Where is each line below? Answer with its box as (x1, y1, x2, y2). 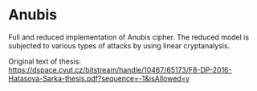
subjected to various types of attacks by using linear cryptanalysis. (8, 40, 230, 50)
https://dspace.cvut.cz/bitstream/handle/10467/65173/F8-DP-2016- (8, 64, 232, 74)
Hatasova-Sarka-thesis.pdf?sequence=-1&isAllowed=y (8, 73, 190, 83)
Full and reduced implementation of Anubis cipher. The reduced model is (8, 32, 250, 42)
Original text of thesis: (8, 56, 82, 66)
